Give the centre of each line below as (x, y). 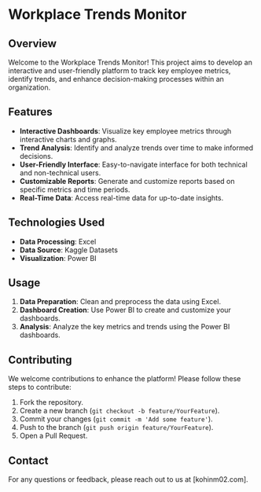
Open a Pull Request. (53, 436)
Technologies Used (56, 223)
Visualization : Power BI (58, 258)
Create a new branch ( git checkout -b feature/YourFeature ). (119, 411)
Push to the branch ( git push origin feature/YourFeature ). (116, 428)
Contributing (40, 360)
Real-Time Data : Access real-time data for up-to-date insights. (121, 197)
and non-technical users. (60, 173)
